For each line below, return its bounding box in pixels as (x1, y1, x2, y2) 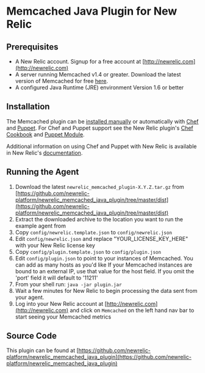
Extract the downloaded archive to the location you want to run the (15, 215, 183, 223)
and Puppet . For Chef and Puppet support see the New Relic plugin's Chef (6, 124, 193, 131)
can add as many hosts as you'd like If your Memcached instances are (15, 261, 192, 268)
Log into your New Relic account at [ (15, 300, 107, 307)
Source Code (6, 331, 57, 341)
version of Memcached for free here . (15, 78, 109, 84)
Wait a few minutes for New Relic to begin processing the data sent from (15, 287, 198, 294)
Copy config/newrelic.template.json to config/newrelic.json (15, 228, 173, 236)
